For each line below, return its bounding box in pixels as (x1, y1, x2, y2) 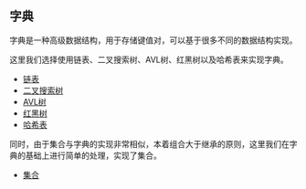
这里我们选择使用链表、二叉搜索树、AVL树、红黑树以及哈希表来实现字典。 (9, 54, 290, 65)
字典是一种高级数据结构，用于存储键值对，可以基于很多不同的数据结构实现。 (9, 35, 298, 46)
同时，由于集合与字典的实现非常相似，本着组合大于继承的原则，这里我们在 (9, 138, 290, 149)
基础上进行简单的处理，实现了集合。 (25, 150, 162, 161)
